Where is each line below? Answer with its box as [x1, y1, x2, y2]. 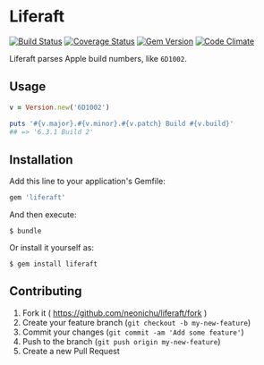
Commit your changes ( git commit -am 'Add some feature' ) [21, 327, 244, 337]
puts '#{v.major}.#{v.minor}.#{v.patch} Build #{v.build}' [9, 119, 234, 128]
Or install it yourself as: [9, 242, 94, 253]
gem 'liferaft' [9, 193, 66, 202]
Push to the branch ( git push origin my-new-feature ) [21, 335, 221, 346]
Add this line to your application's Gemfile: [9, 176, 166, 187]
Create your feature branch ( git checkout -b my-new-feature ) [21, 317, 251, 327]
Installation [9, 152, 73, 167]
